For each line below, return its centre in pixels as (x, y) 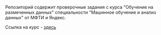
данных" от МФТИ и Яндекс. (36, 17)
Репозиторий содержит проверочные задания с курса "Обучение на (79, 7)
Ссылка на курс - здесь (31, 27)
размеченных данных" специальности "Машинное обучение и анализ (81, 12)
